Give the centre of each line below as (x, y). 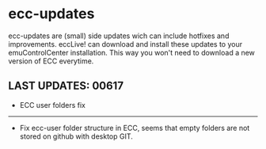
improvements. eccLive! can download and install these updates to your (125, 44)
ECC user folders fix (52, 105)
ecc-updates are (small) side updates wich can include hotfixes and (119, 36)
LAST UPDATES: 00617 (66, 86)
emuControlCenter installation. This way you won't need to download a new (132, 52)
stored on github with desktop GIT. (76, 136)
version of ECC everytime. (51, 61)
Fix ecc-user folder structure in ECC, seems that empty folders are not (135, 128)
